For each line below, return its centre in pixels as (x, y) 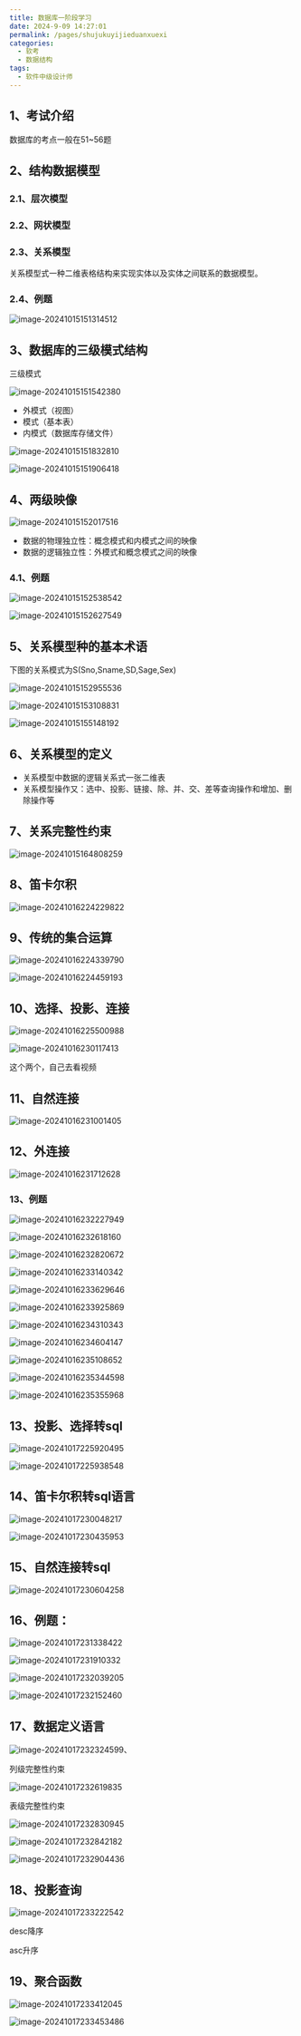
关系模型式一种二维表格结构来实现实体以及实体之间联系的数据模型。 (136, 274)
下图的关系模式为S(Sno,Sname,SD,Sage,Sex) (93, 670)
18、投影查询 (46, 1890)
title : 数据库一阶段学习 (51, 18)
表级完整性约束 (37, 1806)
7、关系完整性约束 (61, 832)
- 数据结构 (35, 60)
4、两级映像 (43, 499)
